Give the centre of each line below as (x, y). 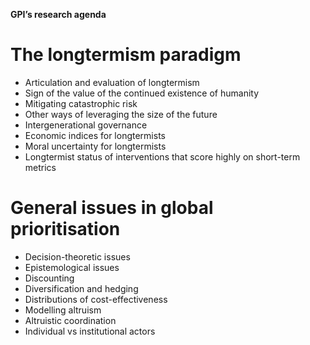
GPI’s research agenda (58, 14)
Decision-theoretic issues (77, 256)
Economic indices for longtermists (95, 135)
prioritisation (65, 229)
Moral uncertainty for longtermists (95, 146)
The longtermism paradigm (126, 55)
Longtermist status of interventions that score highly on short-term (162, 156)
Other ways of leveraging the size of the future (121, 114)
